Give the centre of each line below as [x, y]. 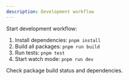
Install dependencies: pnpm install [58, 40]
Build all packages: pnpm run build [57, 46]
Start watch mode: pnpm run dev [54, 59]
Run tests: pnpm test [40, 52]
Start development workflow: [42, 28]
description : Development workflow [50, 12]
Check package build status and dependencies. [64, 70]
